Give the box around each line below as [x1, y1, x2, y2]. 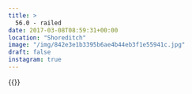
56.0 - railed [15, 19, 62, 27]
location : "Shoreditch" [8, 33, 87, 42]
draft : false [8, 48, 51, 56]
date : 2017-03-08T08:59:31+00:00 [8, 26, 119, 34]
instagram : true [8, 56, 62, 64]
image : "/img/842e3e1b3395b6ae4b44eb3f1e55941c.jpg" [8, 41, 186, 49]
